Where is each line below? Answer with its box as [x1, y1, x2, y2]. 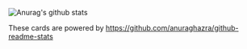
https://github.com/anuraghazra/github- [105, 23, 240, 32]
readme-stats [8, 32, 54, 41]
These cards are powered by [8, 23, 104, 32]
